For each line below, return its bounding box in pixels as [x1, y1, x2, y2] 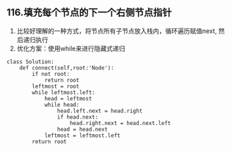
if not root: [32, 70, 71, 77]
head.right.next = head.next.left [69, 119, 171, 126]
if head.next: [56, 113, 99, 121]
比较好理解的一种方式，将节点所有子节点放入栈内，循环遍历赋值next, [16, 27, 217, 35]
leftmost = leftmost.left [44, 132, 121, 139]
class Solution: [6, 58, 54, 65]
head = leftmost [44, 95, 92, 102]
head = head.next [56, 126, 109, 133]
